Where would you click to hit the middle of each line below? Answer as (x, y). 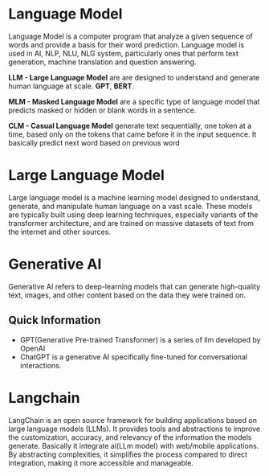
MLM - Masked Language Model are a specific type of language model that (134, 101)
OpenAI (33, 348)
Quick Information (55, 320)
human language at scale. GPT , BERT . (71, 86)
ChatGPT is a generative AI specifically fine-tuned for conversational (133, 357)
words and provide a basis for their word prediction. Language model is (126, 44)
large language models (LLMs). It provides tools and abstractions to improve (134, 429)
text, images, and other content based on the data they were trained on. (127, 295)
